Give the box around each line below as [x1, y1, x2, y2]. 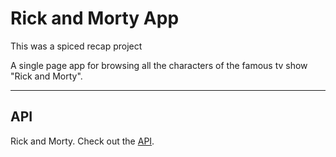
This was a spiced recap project [10, 40, 143, 52]
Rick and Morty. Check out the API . [10, 135, 155, 147]
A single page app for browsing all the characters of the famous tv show [10, 59, 308, 71]
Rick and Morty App [10, 7, 180, 30]
